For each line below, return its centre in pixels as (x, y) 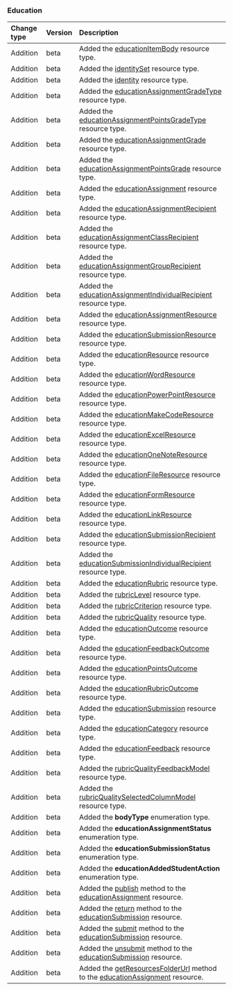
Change (24, 29)
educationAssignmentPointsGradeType (143, 120)
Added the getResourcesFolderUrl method (148, 969)
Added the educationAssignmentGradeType (150, 91)
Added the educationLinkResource (135, 515)
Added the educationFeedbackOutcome (144, 649)
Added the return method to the (130, 908)
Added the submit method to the (131, 928)
